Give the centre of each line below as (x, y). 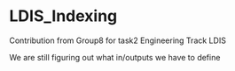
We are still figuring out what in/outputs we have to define (115, 57)
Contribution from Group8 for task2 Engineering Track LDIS (117, 40)
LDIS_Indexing (63, 16)
